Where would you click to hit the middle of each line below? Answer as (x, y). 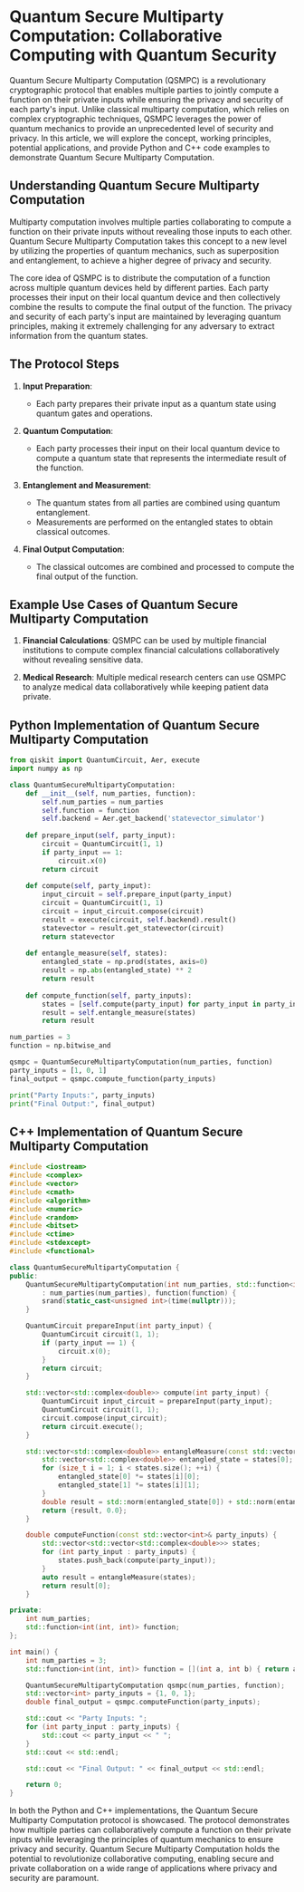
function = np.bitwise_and (60, 1046)
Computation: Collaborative (116, 36)
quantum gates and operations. (94, 413)
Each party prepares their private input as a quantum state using (156, 403)
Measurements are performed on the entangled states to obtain (154, 522)
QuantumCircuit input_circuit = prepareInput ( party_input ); (157, 1402)
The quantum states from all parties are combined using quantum (158, 502)
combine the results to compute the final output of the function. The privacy (151, 306)
